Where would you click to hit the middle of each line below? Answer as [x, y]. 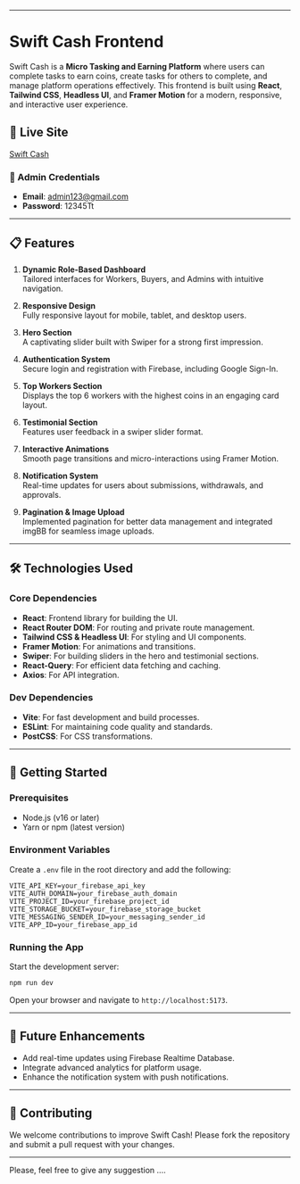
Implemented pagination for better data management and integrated [147, 521]
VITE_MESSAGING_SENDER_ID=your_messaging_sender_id [107, 917]
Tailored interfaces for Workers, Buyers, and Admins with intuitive [143, 278]
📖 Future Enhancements [77, 1036]
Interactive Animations [66, 449]
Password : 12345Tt [58, 206]
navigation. [43, 288]
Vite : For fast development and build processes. [111, 717]
